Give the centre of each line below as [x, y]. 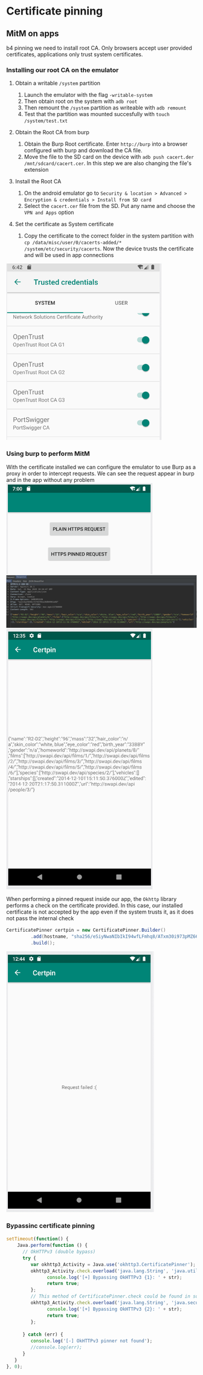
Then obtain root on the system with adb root [81, 102]
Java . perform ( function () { [52, 1246]
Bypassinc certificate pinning [50, 1226]
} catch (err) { [43, 1334]
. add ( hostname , [50, 937]
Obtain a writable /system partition [58, 83]
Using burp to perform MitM [48, 453]
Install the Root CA [38, 181]
